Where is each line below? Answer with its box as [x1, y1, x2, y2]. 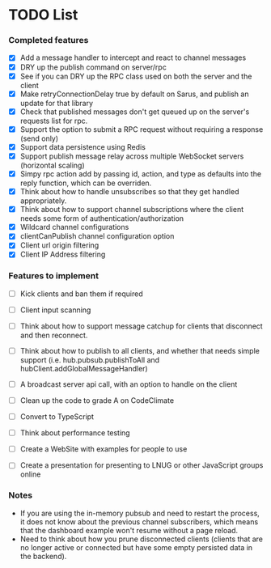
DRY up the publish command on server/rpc [19, 62, 167, 72]
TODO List [8, 6, 78, 24]
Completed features [8, 35, 89, 46]
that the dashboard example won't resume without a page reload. [19, 525, 239, 535]
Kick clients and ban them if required [19, 289, 143, 299]
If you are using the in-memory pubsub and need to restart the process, [19, 508, 260, 518]
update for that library [19, 98, 94, 108]
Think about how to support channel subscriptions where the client [19, 205, 244, 214]
